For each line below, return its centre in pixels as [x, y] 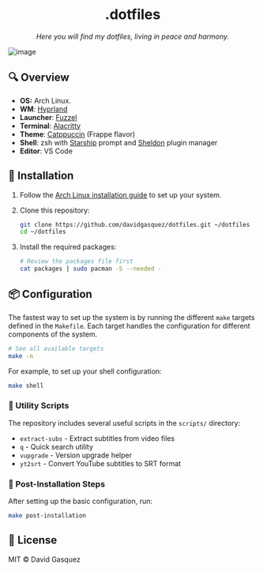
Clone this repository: [54, 210]
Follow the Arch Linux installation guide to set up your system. [120, 194]
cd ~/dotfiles [43, 232]
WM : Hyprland [43, 109]
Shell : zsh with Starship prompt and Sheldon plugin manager [118, 142]
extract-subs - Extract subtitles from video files [97, 438]
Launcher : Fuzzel [48, 117]
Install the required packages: [68, 247]
